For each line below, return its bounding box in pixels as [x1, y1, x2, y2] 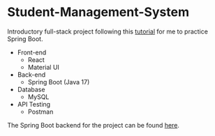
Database [17, 85, 45, 93]
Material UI [27, 63, 59, 71]
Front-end [17, 48, 47, 56]
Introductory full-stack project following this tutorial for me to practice [7, 27, 208, 36]
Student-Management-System [7, 4, 190, 20]
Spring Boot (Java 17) [27, 77, 90, 86]
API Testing [17, 100, 51, 108]
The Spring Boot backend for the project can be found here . [7, 121, 180, 129]
